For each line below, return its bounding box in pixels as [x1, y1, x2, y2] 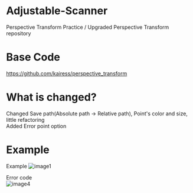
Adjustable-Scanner [6, 4, 108, 18]
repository [6, 29, 31, 36]
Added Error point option [6, 122, 67, 129]
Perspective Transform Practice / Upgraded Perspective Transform [6, 24, 169, 31]
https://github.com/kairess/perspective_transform [6, 69, 127, 77]
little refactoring [6, 116, 45, 123]
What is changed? [6, 91, 97, 104]
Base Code [6, 51, 60, 64]
